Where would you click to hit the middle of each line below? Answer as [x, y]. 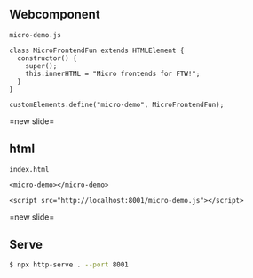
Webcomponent [55, 15]
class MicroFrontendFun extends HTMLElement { [97, 50]
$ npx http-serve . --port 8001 [69, 265]
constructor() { [47, 58]
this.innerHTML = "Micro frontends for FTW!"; [113, 73]
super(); [41, 66]
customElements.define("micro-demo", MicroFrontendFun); [117, 104]
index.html [29, 169]
